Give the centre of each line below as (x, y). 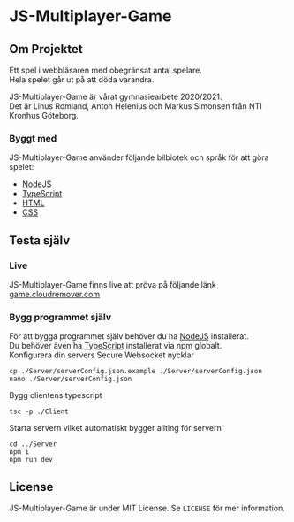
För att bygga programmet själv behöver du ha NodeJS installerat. (129, 336)
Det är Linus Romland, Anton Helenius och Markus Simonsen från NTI (136, 106)
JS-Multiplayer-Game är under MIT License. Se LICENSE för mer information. (147, 508)
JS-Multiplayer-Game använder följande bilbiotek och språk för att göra (139, 157)
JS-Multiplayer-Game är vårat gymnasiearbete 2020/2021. (116, 96)
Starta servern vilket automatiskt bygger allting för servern (116, 428)
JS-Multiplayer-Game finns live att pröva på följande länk (113, 284)
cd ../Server (33, 444)
